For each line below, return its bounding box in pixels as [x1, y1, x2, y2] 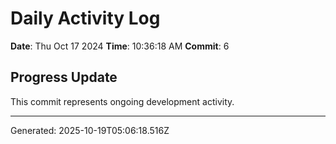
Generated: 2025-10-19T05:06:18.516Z [10, 124, 170, 136]
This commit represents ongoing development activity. [10, 95, 235, 107]
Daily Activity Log [10, 7, 161, 30]
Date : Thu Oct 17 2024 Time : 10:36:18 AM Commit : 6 [10, 40, 230, 52]
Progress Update [10, 69, 118, 86]
